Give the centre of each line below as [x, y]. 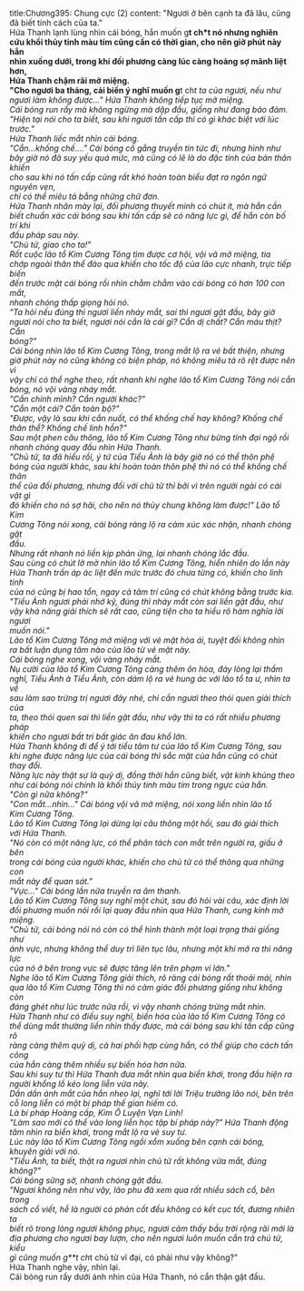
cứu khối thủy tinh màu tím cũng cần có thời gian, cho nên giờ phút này [146, 42]
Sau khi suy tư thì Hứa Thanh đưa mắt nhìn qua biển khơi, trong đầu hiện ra [151, 1074]
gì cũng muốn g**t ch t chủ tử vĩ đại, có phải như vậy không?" [124, 1257]
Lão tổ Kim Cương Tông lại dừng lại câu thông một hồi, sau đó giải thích [144, 823]
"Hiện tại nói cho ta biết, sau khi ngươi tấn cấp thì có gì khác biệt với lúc [144, 119]
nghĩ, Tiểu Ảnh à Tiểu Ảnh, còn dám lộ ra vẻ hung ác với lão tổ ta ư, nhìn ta [150, 679]
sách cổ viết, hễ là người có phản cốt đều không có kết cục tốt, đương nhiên [152, 1209]
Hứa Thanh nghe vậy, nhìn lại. [65, 1267]
